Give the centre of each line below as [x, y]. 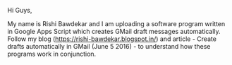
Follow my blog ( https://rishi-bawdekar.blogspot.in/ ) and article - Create [112, 39]
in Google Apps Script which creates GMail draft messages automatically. [114, 31]
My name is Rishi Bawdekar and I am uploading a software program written [116, 24]
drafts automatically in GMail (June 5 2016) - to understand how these [109, 46]
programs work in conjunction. [52, 54]
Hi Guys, [20, 10]
